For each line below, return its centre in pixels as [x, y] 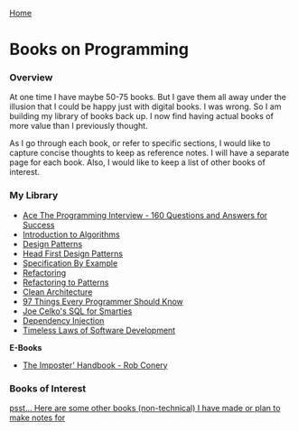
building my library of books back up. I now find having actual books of [141, 116]
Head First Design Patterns [73, 253]
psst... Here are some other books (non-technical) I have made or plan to [145, 408]
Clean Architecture [57, 291]
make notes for [37, 417]
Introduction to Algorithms [71, 234]
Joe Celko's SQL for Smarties [77, 311]
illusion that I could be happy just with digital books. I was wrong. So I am [145, 106]
